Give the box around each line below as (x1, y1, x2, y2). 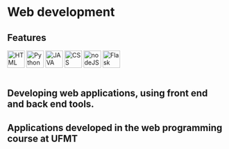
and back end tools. (7, 98, 95, 110)
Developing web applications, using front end (7, 87, 208, 99)
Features (7, 32, 46, 44)
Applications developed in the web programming (7, 122, 223, 134)
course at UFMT (7, 132, 78, 144)
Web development (7, 4, 115, 20)
